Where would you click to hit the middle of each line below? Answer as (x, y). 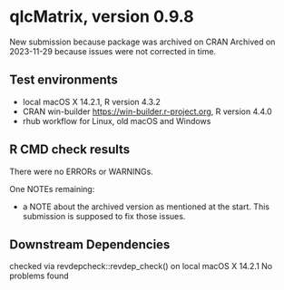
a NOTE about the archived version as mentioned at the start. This (146, 207)
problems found (39, 276)
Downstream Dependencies (90, 244)
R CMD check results (70, 150)
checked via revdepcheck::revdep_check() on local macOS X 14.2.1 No (141, 266)
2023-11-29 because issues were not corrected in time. (113, 51)
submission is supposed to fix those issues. (104, 216)
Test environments (64, 80)
